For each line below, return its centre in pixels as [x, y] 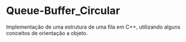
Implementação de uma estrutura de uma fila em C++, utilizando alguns [93, 27]
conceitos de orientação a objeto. [47, 33]
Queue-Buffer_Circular [63, 11]
